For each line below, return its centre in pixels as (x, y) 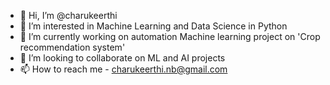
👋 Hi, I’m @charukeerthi (68, 15)
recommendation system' (72, 47)
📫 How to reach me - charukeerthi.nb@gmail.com (123, 69)
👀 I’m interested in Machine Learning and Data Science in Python (153, 26)
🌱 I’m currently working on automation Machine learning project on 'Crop (170, 36)
